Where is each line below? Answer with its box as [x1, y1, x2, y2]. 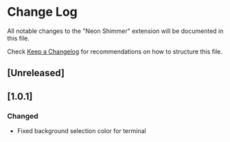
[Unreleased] [7, 67, 65, 79]
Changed [7, 111, 39, 121]
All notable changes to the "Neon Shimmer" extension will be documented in [7, 27, 224, 35]
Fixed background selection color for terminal [16, 127, 146, 135]
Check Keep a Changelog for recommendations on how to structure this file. [7, 47, 223, 56]
